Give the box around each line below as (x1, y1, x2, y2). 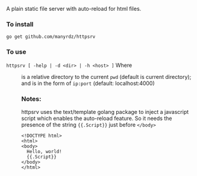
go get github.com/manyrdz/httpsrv (6, 34, 96, 40)
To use (6, 48, 27, 56)
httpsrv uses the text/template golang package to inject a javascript (21, 108, 189, 115)
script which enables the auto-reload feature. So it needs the (21, 115, 172, 122)
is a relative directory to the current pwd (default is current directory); (21, 73, 192, 80)
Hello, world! (27, 148, 62, 154)
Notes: (21, 95, 42, 103)
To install (6, 20, 34, 28)
